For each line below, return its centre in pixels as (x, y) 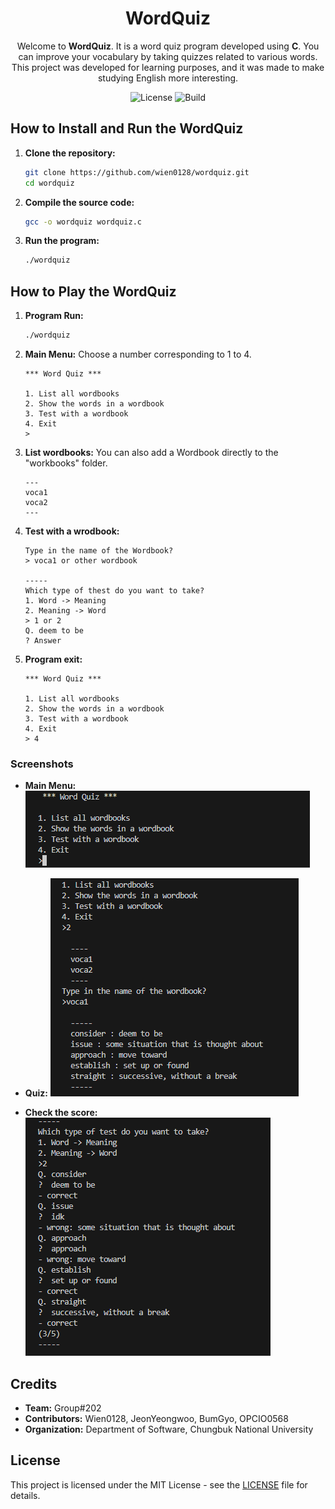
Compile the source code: (79, 202)
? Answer (43, 640)
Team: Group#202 (63, 1408)
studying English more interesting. (168, 78)
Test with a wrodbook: (72, 531)
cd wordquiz (49, 183)
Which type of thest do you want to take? (114, 590)
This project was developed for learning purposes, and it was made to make (168, 67)
